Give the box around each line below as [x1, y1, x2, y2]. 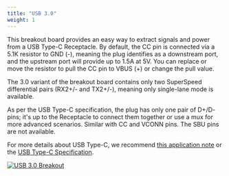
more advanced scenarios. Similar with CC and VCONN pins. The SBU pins [7, 120, 219, 128]
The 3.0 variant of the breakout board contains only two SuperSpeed [7, 77, 202, 86]
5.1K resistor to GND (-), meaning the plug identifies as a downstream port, [7, 49, 219, 58]
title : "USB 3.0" [7, 10, 57, 17]
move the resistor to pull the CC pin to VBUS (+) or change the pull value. [7, 64, 215, 73]
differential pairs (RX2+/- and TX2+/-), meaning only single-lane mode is [7, 85, 214, 93]
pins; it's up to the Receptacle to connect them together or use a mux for [7, 112, 213, 121]
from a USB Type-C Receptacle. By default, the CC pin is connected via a [7, 42, 215, 51]
